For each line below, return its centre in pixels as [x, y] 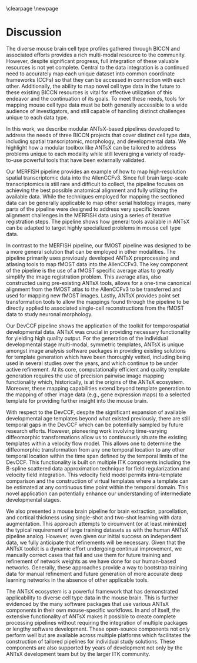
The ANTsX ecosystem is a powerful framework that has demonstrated [92, 591]
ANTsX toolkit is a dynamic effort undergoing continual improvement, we [94, 548]
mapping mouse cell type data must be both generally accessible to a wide [97, 105]
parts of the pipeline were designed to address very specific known [88, 209]
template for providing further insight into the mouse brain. [77, 400]
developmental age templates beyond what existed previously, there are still [98, 418]
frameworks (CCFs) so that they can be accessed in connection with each [96, 79]
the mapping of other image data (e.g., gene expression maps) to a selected [98, 395]
